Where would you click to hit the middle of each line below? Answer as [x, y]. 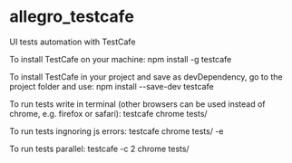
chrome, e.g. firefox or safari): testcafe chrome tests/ [108, 113]
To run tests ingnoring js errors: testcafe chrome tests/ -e [117, 131]
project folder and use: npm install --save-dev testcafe [112, 86]
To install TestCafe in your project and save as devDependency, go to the [146, 77]
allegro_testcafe [72, 17]
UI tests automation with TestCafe [73, 42]
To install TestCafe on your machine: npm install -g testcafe [121, 59]
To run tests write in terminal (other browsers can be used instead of [137, 104]
